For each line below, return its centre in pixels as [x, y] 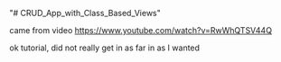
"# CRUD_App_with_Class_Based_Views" [85, 13]
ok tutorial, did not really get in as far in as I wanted [105, 48]
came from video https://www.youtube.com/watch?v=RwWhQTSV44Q [141, 30]
